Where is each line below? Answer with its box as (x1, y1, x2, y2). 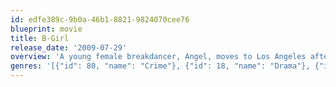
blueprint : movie (10, 24, 83, 34)
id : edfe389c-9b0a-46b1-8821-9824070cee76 (10, 14, 190, 25)
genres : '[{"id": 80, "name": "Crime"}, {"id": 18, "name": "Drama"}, (10, 61, 311, 71)
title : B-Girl (10, 33, 70, 43)
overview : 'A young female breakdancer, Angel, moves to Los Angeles (10, 52, 307, 62)
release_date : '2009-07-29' (10, 42, 128, 53)
